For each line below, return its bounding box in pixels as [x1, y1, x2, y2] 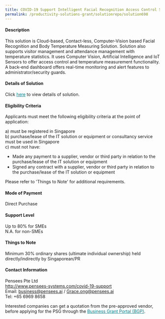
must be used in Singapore [5, 139, 60, 145]
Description [5, 27, 30, 33]
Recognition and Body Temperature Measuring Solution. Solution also [5, 43, 146, 49]
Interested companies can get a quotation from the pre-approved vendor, [5, 303, 154, 309]
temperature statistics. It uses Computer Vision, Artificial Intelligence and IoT [5, 54, 160, 59]
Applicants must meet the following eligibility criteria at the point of [5, 114, 141, 119]
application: [5, 119, 29, 125]
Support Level [5, 212, 34, 218]
